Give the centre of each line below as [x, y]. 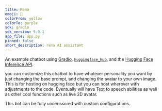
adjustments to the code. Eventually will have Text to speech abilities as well [81, 89]
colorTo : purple [21, 23]
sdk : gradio [17, 28]
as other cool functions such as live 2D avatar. [51, 94]
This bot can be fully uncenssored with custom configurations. [68, 103]
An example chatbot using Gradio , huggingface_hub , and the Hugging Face [79, 59]
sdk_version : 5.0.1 [25, 32]
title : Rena [17, 9]
